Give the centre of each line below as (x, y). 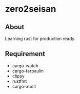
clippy (18, 76)
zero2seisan (31, 9)
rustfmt (19, 81)
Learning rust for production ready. (40, 38)
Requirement (25, 54)
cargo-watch (25, 66)
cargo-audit (24, 86)
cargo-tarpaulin (28, 71)
